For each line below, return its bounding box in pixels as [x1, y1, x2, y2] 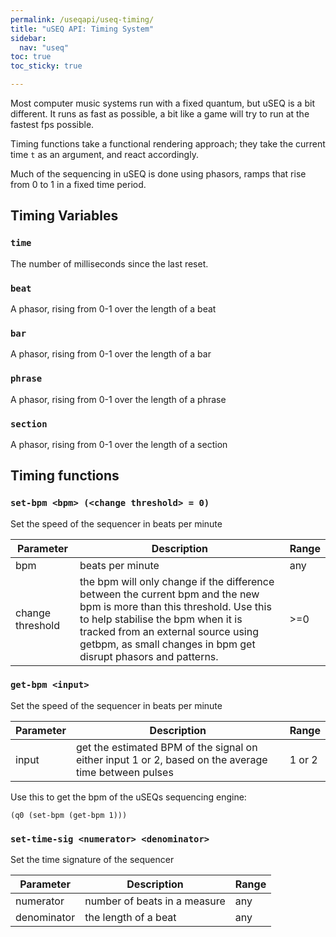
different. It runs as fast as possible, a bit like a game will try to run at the [10, 108, 310, 120]
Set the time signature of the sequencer [10, 854, 175, 866]
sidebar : [10, 33, 47, 43]
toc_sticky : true [10, 61, 83, 71]
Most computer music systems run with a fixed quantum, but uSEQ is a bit [10, 97, 315, 109]
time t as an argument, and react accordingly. [10, 149, 199, 160]
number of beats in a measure [84, 894, 226, 908]
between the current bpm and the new [79, 587, 260, 601]
